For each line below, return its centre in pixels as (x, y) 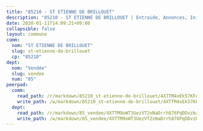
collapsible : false (31, 29)
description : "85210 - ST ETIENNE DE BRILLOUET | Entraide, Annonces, (97, 18)
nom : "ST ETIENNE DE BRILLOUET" (53, 46)
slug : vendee (28, 74)
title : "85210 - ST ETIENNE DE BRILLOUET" (60, 12)
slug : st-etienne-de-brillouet (51, 51)
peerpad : (17, 85)
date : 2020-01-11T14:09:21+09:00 (48, 23)
